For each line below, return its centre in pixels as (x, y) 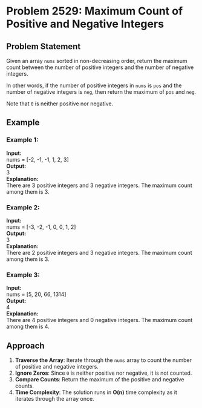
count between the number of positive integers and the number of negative (100, 67)
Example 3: (23, 275)
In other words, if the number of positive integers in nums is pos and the (94, 85)
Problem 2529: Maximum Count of (95, 11)
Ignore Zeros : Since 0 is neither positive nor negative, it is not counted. (103, 373)
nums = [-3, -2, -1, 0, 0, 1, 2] (41, 227)
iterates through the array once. (55, 399)
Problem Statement (44, 46)
